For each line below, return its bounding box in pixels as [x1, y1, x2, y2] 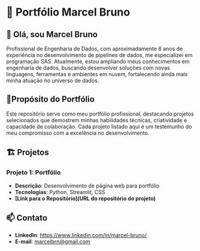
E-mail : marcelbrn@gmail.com [14, 238, 91, 245]
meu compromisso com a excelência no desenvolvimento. [6, 129, 150, 137]
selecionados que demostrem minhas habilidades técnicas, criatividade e [6, 116, 187, 123]
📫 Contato [6, 213, 48, 223]
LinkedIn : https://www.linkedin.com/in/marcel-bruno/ [14, 232, 147, 239]
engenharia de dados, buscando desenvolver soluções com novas [6, 64, 171, 71]
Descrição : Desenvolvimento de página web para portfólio [14, 182, 160, 189]
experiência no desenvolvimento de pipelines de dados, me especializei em [6, 52, 193, 59]
